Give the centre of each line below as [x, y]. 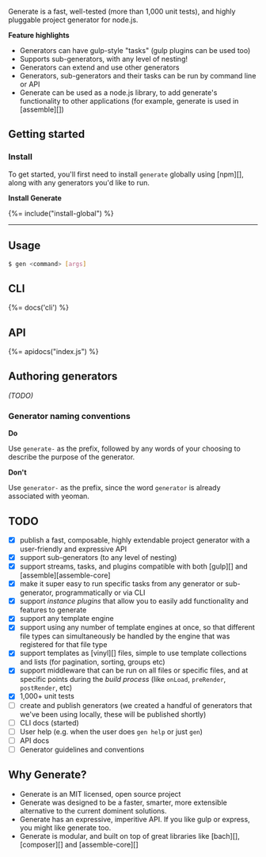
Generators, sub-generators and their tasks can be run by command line [138, 76]
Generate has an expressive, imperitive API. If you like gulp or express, [135, 819]
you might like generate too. [65, 828]
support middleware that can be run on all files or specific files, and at [134, 670]
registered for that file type [63, 645]
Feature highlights [39, 35]
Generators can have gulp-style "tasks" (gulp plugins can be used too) [135, 50]
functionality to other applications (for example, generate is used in [129, 101]
